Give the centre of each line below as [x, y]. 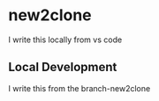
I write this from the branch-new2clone [79, 88]
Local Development [63, 67]
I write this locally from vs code [65, 40]
